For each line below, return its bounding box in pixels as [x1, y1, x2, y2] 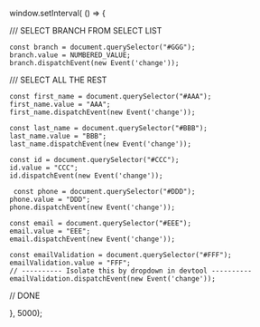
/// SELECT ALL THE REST [9, 74, 107, 85]
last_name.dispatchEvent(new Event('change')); [9, 139, 192, 149]
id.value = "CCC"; [9, 163, 79, 172]
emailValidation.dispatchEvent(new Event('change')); [9, 274, 217, 284]
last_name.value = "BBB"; [9, 131, 107, 140]
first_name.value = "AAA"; [9, 100, 111, 109]
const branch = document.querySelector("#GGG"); [9, 43, 196, 52]
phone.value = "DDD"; [9, 195, 91, 204]
